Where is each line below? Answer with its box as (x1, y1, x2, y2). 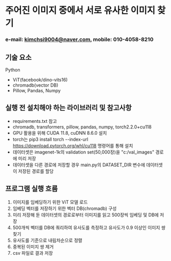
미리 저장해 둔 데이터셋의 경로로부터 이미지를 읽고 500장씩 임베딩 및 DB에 (12, 212, 159, 218)
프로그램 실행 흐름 (5, 185, 58, 193)
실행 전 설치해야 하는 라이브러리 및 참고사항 (5, 103, 132, 112)
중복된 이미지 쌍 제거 (12, 243, 54, 250)
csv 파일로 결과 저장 (12, 250, 53, 256)
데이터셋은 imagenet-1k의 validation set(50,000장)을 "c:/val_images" (12, 149, 154, 155)
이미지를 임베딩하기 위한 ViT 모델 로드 (12, 199, 88, 205)
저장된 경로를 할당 (18, 168, 54, 174)
